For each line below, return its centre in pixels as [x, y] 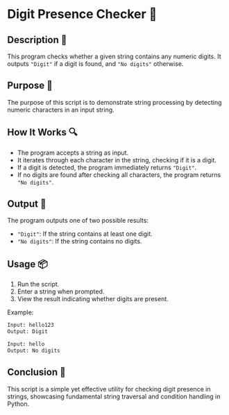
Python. [18, 404]
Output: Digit [28, 332]
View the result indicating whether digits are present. [93, 299]
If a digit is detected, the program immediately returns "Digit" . [107, 167]
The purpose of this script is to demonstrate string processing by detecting [114, 102]
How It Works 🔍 [42, 132]
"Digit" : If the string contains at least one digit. [85, 234]
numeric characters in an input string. [61, 110]
